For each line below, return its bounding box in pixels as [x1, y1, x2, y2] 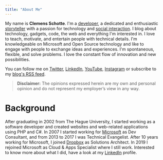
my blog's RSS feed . [5, 71, 46, 77]
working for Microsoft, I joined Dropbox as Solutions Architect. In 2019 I [5, 139, 148, 145]
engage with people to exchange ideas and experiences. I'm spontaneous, [5, 46, 155, 52]
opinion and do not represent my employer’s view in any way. [17, 85, 140, 91]
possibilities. [5, 56, 30, 62]
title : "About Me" [5, 7, 42, 12]
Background [5, 102, 55, 113]
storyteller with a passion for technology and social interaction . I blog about [5, 25, 157, 32]
